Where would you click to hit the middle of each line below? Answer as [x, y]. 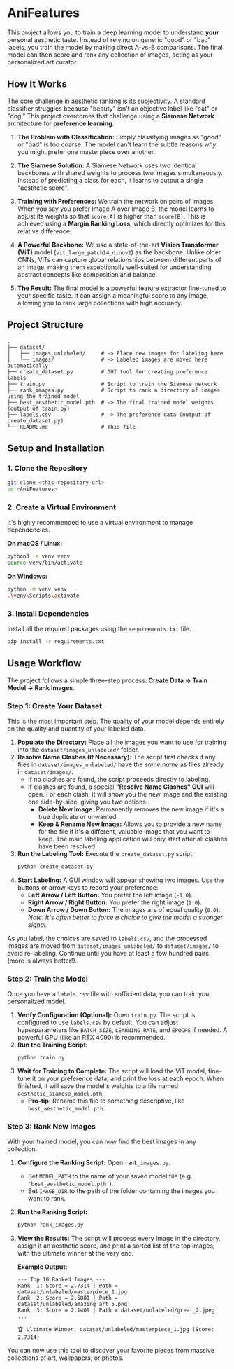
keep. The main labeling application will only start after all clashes [133, 839]
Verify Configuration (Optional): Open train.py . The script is [106, 1015]
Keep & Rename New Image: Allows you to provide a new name [130, 824]
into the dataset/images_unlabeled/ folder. [78, 750]
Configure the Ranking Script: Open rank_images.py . [94, 1163]
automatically [28, 366]
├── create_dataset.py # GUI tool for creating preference [108, 372]
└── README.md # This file [72, 427]
